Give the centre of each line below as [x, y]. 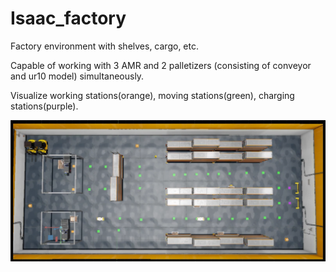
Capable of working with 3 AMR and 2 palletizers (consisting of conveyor [161, 65]
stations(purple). [44, 106]
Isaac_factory [68, 18]
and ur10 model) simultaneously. [77, 76]
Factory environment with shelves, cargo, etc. [104, 46]
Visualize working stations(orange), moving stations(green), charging [152, 95]
